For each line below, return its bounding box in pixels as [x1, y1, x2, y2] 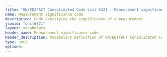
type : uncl [5, 40, 28, 45]
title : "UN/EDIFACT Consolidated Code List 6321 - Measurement [5, 7, 139, 12]
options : [5, 44, 23, 49]
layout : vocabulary [5, 26, 46, 31]
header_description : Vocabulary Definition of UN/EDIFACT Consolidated [5, 35, 157, 40]
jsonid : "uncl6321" [5, 21, 46, 26]
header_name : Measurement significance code [5, 30, 99, 35]
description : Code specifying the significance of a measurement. [5, 16, 146, 21]
